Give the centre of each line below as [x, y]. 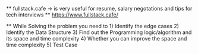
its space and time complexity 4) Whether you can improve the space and [97, 38]
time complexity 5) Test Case [42, 45]
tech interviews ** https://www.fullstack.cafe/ [62, 15]
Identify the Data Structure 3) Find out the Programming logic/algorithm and [99, 32]
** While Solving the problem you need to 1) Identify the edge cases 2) [93, 26]
